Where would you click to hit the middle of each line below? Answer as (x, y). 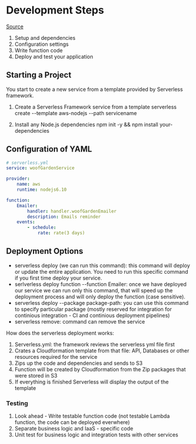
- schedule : (42, 228)
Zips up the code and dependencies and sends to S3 (78, 363)
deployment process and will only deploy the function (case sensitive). (100, 297)
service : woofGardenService (40, 168)
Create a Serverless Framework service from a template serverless (96, 107)
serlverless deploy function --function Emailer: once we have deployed (100, 284)
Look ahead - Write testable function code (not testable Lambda (92, 416)
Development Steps (55, 10)
